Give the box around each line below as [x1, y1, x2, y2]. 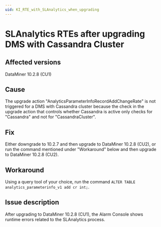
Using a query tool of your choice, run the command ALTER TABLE [5, 179, 136, 185]
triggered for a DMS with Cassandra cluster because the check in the [5, 103, 144, 109]
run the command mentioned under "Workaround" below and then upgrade [5, 147, 157, 152]
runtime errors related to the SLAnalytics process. [5, 216, 105, 222]
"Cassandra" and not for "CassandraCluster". [5, 114, 96, 120]
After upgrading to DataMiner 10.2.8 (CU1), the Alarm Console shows [5, 211, 143, 217]
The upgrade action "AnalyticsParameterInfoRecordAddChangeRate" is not [5, 99, 156, 104]
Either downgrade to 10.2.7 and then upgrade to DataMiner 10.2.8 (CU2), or [5, 141, 156, 147]
